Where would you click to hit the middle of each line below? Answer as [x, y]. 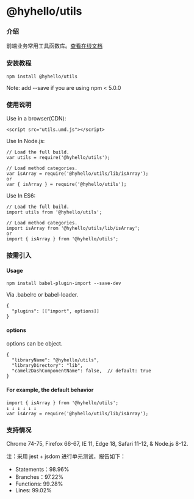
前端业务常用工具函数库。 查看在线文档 [54, 46]
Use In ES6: [21, 196]
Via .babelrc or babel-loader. [42, 295]
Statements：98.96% [42, 469]
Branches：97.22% [39, 477]
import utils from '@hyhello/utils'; [54, 212]
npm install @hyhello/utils [42, 76]
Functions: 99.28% [39, 484]
